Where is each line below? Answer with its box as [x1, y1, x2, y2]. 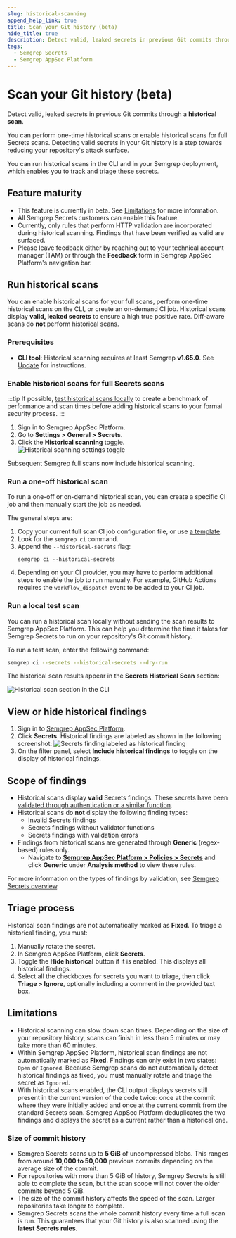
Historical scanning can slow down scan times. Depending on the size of [17, 1025, 228, 1035]
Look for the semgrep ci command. [17, 535, 119, 543]
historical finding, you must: [7, 928, 88, 937]
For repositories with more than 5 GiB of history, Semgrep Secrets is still [17, 1171, 226, 1180]
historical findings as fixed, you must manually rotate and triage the [17, 1070, 213, 1079]
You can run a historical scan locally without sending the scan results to [7, 617, 215, 625]
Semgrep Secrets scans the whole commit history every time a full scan [17, 1208, 226, 1218]
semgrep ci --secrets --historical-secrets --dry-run [7, 659, 169, 666]
